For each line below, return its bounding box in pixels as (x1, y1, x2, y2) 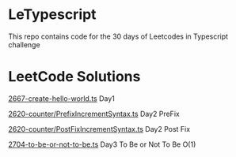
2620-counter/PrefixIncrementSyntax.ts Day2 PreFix (8, 109, 180, 118)
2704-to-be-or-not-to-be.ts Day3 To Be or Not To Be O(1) (8, 140, 196, 149)
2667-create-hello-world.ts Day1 (8, 93, 115, 103)
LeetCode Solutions (8, 68, 141, 86)
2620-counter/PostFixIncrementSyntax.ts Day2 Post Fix (8, 124, 191, 133)
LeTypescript (8, 6, 97, 24)
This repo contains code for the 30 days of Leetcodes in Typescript (8, 32, 228, 41)
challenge (8, 39, 41, 49)
